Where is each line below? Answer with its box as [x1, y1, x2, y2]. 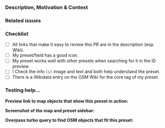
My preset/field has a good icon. [12, 52, 79, 58]
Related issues [5, 17, 41, 24]
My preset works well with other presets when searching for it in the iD [12, 58, 156, 64]
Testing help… [5, 87, 41, 94]
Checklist [5, 30, 29, 37]
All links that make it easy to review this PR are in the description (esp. [12, 41, 155, 48]
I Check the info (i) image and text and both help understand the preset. [12, 68, 161, 75]
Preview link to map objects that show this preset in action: [5, 98, 129, 104]
